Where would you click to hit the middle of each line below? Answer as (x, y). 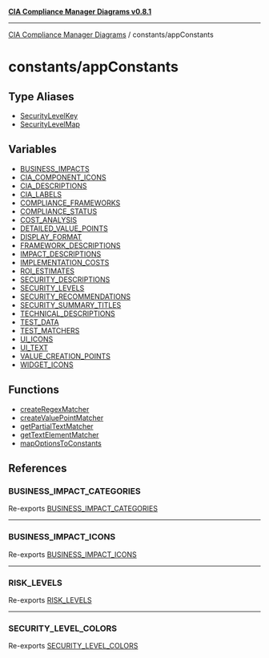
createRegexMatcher (54, 409)
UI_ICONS (36, 339)
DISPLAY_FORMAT (51, 236)
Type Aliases (41, 97)
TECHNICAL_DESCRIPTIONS (68, 313)
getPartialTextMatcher (56, 426)
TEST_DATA (39, 322)
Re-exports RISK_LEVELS (50, 599)
